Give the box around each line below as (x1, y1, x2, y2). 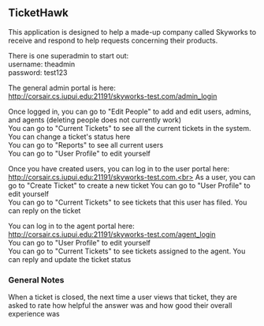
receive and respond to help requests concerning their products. (8, 36, 218, 45)
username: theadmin (8, 59, 76, 69)
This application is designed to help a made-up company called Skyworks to (8, 27, 257, 36)
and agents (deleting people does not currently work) (8, 114, 182, 125)
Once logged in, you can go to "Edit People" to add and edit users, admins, (8, 107, 251, 116)
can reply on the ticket (8, 205, 81, 215)
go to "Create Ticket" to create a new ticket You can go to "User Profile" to (8, 181, 251, 190)
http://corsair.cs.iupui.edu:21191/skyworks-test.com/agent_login (8, 229, 216, 239)
